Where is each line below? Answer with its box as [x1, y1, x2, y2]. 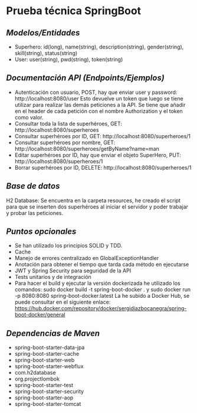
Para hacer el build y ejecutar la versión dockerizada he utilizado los [14, 279, 181, 287]
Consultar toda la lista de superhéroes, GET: [14, 120, 123, 127]
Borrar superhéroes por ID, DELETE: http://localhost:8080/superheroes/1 [14, 164, 192, 171]
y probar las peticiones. [6, 209, 64, 216]
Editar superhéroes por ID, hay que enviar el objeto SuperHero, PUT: [14, 151, 181, 158]
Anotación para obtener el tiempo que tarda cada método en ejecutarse [14, 261, 189, 268]
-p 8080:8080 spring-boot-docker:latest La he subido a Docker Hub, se [14, 292, 190, 300]
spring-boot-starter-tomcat [14, 401, 81, 408]
